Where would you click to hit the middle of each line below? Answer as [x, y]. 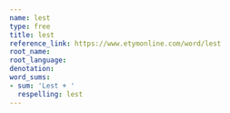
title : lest [32, 35]
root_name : [30, 52]
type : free [30, 26]
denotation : [32, 69]
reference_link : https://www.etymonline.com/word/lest [115, 43]
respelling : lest [50, 94]
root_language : [38, 60]
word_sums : [30, 77]
